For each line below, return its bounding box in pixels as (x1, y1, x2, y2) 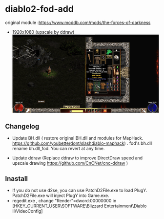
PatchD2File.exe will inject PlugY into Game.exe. (12, 193, 109, 198)
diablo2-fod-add (5, 3, 74, 15)
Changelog (5, 122, 40, 131)
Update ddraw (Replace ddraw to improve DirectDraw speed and (12, 155, 143, 161)
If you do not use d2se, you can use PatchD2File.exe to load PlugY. (12, 187, 147, 194)
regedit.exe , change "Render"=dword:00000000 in (12, 198, 117, 204)
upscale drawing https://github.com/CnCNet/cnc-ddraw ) (12, 160, 128, 166)
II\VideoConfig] (12, 208, 43, 214)
